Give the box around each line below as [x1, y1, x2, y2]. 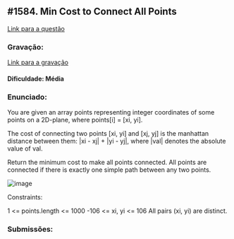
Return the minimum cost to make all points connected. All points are [7, 158, 207, 166]
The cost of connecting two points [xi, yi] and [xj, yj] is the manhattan [7, 129, 209, 137]
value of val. [7, 144, 44, 153]
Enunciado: [7, 92, 47, 102]
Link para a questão [7, 24, 65, 33]
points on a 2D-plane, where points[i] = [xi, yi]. [7, 116, 143, 124]
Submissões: [7, 224, 54, 234]
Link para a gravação [7, 58, 69, 66]
